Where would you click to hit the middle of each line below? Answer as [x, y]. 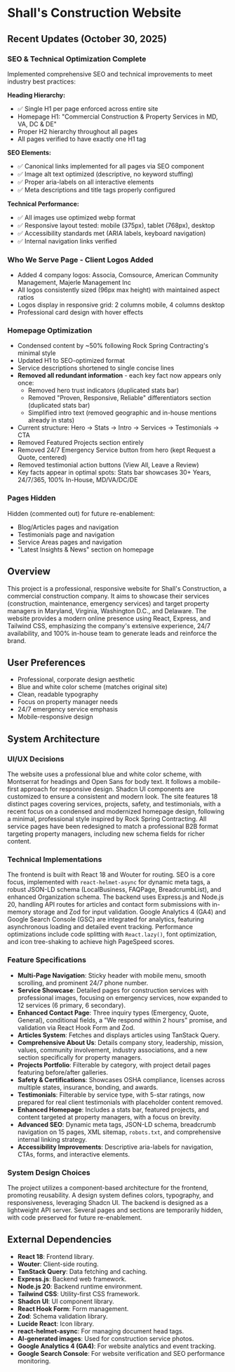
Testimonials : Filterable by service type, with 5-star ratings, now [111, 1094]
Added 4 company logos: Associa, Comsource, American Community [118, 275]
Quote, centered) [42, 458]
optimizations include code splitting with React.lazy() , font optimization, [112, 934]
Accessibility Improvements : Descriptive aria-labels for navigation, [115, 1147]
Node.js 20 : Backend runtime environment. [80, 1286]
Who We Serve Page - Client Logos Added [80, 260]
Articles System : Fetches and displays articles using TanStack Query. [119, 1035]
